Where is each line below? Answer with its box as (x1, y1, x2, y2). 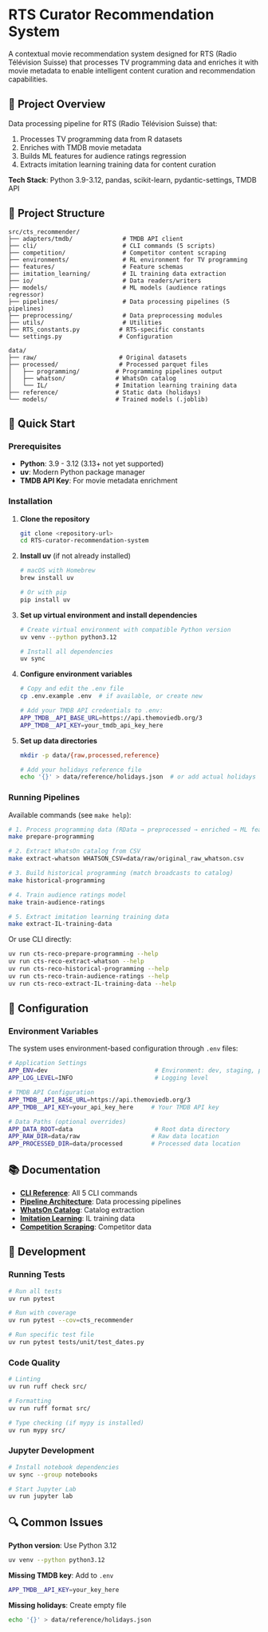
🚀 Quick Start (8, 416, 76, 430)
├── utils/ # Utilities (8, 318, 162, 326)
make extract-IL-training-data (8, 920, 112, 928)
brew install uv (19, 574, 74, 582)
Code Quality (8, 1357, 61, 1368)
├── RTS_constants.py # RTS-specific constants (8, 325, 205, 333)
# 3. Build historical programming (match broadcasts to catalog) (8, 869, 234, 877)
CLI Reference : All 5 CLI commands (19, 1188, 138, 1197)
